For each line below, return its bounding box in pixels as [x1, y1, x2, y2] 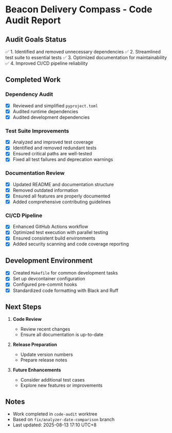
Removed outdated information [12, 187, 79, 193]
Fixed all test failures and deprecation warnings [12, 156, 113, 163]
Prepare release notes [20, 357, 68, 363]
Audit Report [5, 14, 61, 26]
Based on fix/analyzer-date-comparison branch [12, 417, 115, 423]
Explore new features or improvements [20, 382, 103, 389]
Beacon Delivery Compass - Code [5, 4, 152, 15]
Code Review [12, 316, 42, 322]
